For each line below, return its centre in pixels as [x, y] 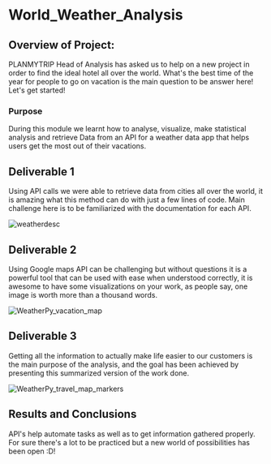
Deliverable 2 [43, 249]
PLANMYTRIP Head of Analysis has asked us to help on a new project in [129, 64]
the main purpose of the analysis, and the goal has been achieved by [124, 364]
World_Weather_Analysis [96, 15]
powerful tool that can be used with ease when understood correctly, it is [131, 277]
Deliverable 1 [41, 172]
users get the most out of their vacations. [77, 146]
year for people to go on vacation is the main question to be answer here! [131, 82]
